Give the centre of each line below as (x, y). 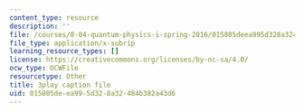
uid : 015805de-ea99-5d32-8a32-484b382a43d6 (93, 93)
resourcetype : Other (48, 77)
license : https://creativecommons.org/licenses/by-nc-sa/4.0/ (129, 60)
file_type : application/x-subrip (72, 43)
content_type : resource (54, 18)
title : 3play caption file (60, 85)
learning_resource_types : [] (64, 51)
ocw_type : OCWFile (44, 69)
